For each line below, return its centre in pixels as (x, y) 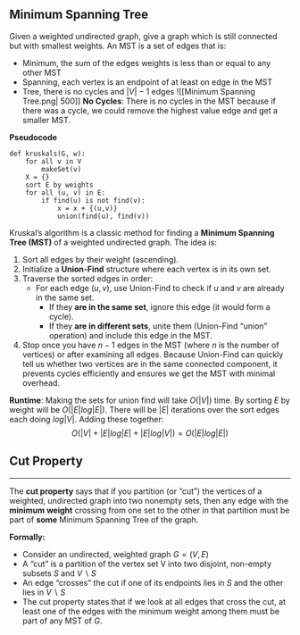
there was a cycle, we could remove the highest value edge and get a (150, 110)
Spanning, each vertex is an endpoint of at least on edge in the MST (147, 82)
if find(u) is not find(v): (93, 200)
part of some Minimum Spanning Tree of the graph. (104, 519)
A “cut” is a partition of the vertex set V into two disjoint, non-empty (147, 564)
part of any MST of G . (62, 621)
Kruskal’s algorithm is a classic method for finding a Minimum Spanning (142, 232)
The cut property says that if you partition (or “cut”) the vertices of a (136, 491)
